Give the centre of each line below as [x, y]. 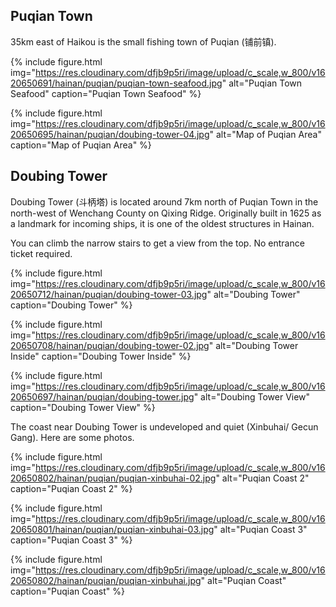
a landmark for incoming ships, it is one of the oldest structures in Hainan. [162, 223]
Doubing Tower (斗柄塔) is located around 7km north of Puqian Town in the [164, 201]
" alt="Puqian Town [262, 83]
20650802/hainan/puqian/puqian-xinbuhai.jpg [106, 580]
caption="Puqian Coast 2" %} [71, 488]
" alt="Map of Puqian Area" [265, 134]
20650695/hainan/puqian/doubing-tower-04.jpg [110, 134]
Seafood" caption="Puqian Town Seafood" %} [106, 93]
